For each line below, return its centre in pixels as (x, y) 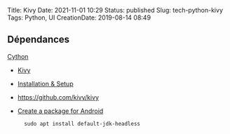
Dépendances (39, 40)
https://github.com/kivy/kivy (58, 97)
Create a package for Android (60, 111)
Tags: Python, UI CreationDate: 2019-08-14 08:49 (79, 18)
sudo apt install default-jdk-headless (82, 123)
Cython (18, 56)
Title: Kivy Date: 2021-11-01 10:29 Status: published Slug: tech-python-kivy (115, 10)
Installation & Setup (45, 83)
